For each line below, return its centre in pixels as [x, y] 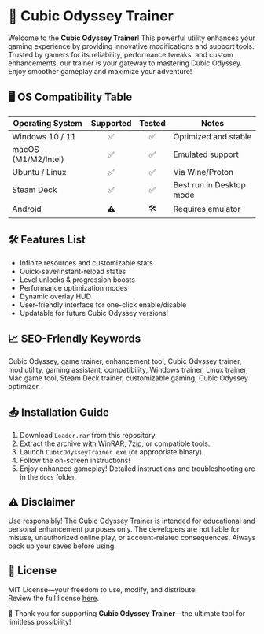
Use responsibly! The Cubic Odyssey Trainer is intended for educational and [132, 521]
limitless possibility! [40, 621]
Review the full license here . [54, 598]
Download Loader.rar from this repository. [88, 436]
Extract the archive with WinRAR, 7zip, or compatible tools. [115, 443]
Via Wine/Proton [203, 172]
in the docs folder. [48, 477]
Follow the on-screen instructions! [75, 461]
